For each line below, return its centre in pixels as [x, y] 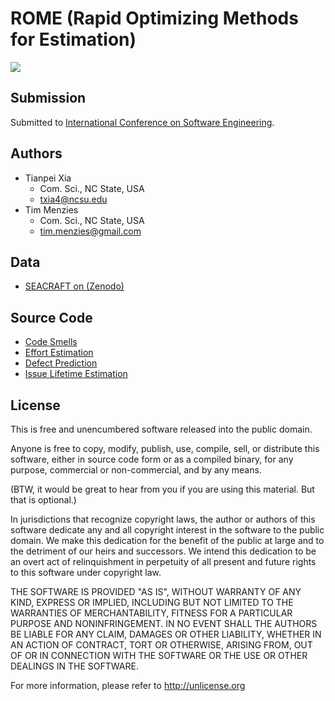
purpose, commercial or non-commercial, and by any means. [136, 470]
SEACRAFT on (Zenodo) [74, 286]
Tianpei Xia [48, 178]
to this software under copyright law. [86, 572]
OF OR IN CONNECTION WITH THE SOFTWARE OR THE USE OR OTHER [159, 655]
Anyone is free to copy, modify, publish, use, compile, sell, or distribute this [165, 448]
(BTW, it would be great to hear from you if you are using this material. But [162, 489]
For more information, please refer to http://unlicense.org [128, 685]
